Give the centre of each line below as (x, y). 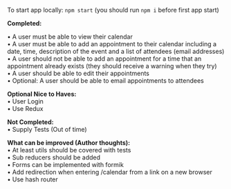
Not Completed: (30, 122)
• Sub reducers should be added (54, 157)
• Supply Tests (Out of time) (47, 129)
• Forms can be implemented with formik (66, 165)
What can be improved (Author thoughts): (69, 143)
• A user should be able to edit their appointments (78, 73)
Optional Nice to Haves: (42, 94)
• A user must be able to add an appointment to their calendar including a (112, 44)
